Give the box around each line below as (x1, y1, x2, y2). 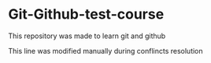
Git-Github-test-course (8, 5, 165, 23)
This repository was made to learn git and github (8, 31, 166, 40)
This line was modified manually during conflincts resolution (8, 46, 203, 55)
